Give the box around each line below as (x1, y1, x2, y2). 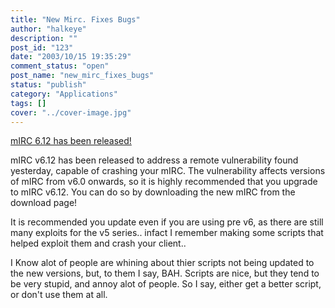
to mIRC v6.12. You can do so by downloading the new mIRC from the (10, 186, 296, 198)
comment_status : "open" (10, 61, 110, 71)
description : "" (10, 33, 78, 43)
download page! (10, 197, 78, 209)
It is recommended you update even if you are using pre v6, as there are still (10, 216, 324, 228)
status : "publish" (10, 80, 87, 90)
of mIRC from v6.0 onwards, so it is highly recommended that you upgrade (10, 176, 318, 188)
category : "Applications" (10, 89, 118, 99)
